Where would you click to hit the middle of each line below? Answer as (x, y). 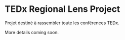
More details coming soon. (32, 32)
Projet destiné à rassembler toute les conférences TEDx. (62, 23)
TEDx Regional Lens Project (62, 9)
